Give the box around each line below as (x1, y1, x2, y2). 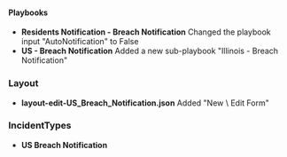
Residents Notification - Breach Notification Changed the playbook (20, 27, 271, 37)
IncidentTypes (8, 120, 72, 132)
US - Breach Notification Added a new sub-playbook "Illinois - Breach (20, 45, 279, 57)
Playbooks (8, 7, 49, 18)
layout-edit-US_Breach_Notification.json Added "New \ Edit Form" (20, 98, 269, 108)
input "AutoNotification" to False (20, 36, 139, 47)
